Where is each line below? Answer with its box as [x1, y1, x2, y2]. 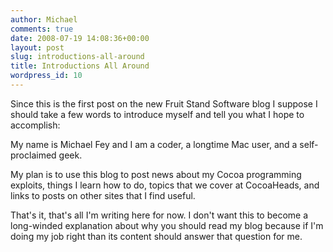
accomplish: [10, 119, 61, 131]
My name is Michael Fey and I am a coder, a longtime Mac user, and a [10, 138, 298, 150]
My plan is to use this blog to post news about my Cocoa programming [10, 168, 302, 180]
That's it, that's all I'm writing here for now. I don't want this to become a [10, 209, 309, 221]
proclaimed [10, 149, 57, 161]
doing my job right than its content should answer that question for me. [10, 230, 303, 242]
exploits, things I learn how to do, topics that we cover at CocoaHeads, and [10, 179, 320, 191]
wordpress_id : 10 [10, 71, 83, 81]
